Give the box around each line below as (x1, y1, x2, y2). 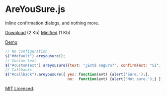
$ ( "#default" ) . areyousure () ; (5, 53, 66, 58)
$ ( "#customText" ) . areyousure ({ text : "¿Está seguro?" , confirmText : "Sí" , (5, 63, 162, 68)
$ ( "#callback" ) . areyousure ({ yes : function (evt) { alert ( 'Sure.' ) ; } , (5, 72, 150, 77)
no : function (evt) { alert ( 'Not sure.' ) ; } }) (67, 77, 164, 82)
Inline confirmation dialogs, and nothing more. (5, 20, 99, 26)
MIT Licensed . (5, 86, 35, 92)
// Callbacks (5, 67, 32, 73)
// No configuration (5, 49, 48, 54)
